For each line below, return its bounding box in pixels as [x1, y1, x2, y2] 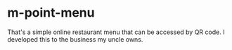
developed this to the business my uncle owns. [7, 35, 143, 43]
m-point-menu [7, 5, 95, 21]
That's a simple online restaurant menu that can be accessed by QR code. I [7, 28, 225, 36]
